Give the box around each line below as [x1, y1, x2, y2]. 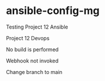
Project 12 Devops [6, 34, 50, 41]
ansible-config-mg [6, 4, 100, 17]
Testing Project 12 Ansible [6, 23, 68, 30]
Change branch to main [6, 68, 63, 75]
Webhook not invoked [6, 57, 59, 64]
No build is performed [6, 45, 59, 53]
